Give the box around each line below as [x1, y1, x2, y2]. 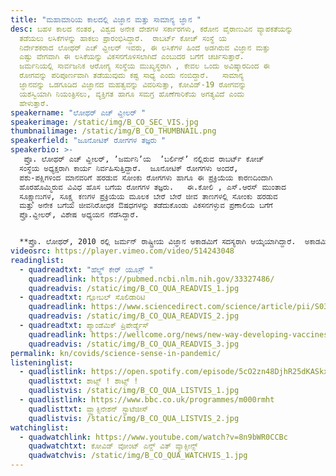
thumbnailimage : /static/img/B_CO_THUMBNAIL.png [10, 126, 217, 136]
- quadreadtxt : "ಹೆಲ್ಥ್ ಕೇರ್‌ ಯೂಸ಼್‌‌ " [19, 264, 154, 275]
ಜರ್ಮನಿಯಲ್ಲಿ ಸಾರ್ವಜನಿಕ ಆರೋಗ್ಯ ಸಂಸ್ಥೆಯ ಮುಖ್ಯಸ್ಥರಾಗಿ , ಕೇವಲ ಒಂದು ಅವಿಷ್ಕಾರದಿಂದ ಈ [19, 61, 270, 71]
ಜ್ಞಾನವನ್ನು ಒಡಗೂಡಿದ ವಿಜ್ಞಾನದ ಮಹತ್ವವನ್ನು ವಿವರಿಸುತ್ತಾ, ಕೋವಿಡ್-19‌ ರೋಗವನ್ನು [19, 80, 247, 90]
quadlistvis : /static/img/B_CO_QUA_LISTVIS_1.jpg [28, 386, 240, 396]
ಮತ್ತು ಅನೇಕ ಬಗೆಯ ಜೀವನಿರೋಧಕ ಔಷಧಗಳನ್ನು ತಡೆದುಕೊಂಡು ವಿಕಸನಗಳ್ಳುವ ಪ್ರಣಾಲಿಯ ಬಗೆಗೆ [19, 201, 273, 211]
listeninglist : [10, 357, 74, 368]
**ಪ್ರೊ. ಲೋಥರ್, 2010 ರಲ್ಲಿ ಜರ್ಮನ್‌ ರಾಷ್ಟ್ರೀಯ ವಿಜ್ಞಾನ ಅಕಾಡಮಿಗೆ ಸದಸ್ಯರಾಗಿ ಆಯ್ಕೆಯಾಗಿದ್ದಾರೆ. [19, 237, 297, 247]
